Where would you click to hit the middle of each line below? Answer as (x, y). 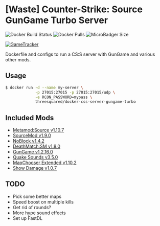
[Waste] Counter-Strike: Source (74, 9)
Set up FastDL (28, 218)
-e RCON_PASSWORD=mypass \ (64, 97)
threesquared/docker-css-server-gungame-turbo (86, 102)
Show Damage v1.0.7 (35, 168)
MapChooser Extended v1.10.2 (44, 163)
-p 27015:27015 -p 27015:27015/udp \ (75, 92)
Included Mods (30, 118)
